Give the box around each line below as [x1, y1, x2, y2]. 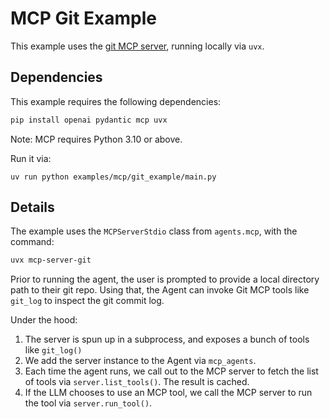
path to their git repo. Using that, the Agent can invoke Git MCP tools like [10, 284, 310, 296]
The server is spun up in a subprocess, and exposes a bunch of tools [24, 333, 310, 346]
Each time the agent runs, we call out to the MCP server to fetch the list [24, 365, 319, 377]
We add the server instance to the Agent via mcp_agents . [24, 355, 257, 367]
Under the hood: [10, 314, 78, 326]
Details [10, 199, 55, 216]
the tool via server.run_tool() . [24, 397, 153, 409]
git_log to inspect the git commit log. [10, 295, 165, 307]
